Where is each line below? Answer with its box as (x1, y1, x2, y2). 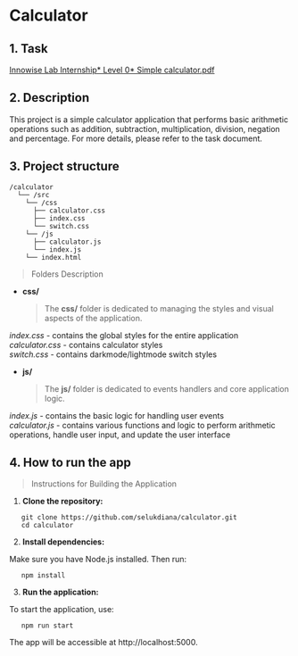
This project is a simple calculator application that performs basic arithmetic (9, 113, 288, 125)
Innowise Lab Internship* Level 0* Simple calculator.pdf (9, 64, 215, 75)
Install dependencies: (21, 536, 105, 547)
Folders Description (30, 269, 104, 279)
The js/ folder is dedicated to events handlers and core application (44, 383, 290, 394)
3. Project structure (9, 159, 120, 174)
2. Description (9, 90, 90, 105)
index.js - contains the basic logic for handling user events (9, 410, 225, 420)
